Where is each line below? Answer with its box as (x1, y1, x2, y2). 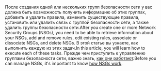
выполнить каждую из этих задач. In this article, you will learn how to (5, 45, 145, 51)
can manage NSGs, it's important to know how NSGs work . (5, 60, 123, 66)
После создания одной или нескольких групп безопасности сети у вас (5, 4, 153, 10)
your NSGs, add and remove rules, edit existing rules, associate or (5, 35, 137, 41)
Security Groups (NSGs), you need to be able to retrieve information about (5, 30, 154, 35)
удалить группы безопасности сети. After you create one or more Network (5, 25, 156, 30)
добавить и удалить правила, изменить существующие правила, (5, 14, 140, 20)
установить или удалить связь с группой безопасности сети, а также (5, 19, 149, 25)
